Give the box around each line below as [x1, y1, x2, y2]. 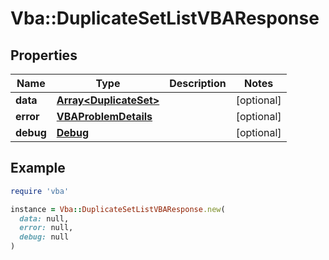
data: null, [19, 213, 70, 224]
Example [10, 160, 66, 177]
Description [169, 77, 227, 90]
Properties [10, 47, 78, 64]
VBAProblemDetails [56, 110, 153, 123]
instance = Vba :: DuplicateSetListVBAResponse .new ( [10, 204, 226, 214]
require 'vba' [10, 186, 70, 196]
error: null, [19, 223, 74, 233]
